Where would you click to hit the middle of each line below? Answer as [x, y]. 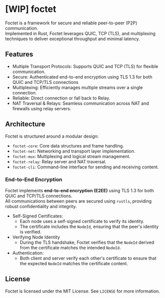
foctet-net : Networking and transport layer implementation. [74, 151]
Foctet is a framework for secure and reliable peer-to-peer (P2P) [71, 23]
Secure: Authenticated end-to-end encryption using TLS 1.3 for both [82, 77]
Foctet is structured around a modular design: [52, 136]
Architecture [25, 124]
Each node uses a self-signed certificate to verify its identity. [82, 221]
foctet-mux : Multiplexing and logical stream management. [71, 156]
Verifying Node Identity [36, 237]
